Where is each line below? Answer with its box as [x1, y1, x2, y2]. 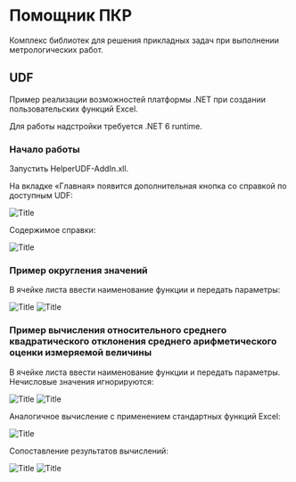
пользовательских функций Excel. [9, 104, 138, 114]
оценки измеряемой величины [9, 346, 152, 359]
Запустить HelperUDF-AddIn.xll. [9, 163, 129, 174]
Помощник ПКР [9, 5, 132, 26]
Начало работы [9, 143, 80, 155]
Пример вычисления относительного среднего [9, 324, 227, 337]
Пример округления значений [9, 264, 149, 277]
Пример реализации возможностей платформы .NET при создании [9, 94, 266, 104]
